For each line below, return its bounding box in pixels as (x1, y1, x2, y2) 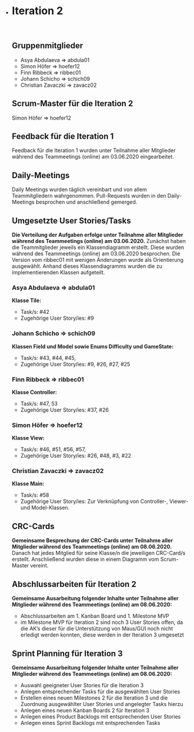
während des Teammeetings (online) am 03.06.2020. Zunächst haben (11, 238, 186, 244)
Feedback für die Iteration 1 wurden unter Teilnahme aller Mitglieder (11, 147, 176, 154)
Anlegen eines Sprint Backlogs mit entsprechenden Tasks (20, 719, 160, 726)
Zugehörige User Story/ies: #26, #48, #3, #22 (20, 452, 132, 459)
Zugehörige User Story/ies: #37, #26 (20, 406, 109, 413)
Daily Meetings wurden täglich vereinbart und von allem (11, 186, 147, 193)
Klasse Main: (11, 480, 45, 487)
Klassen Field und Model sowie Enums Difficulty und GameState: (11, 343, 174, 350)
